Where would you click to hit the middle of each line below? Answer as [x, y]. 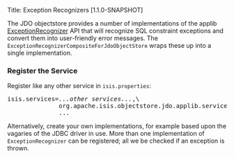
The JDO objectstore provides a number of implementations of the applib [112, 23]
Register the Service [42, 71]
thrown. [18, 148]
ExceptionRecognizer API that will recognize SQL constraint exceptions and [116, 31]
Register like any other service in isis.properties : [79, 86]
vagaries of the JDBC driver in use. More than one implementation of [106, 134]
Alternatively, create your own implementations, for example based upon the [117, 126]
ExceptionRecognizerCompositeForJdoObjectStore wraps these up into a [109, 45]
